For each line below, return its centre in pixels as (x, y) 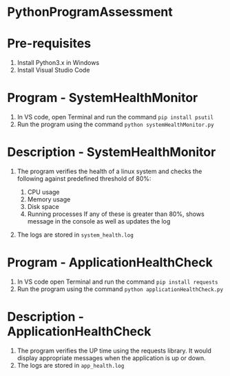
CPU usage (43, 192)
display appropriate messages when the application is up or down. (111, 358)
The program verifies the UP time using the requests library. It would (114, 350)
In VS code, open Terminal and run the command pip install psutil (115, 117)
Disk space (43, 207)
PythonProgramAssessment (90, 12)
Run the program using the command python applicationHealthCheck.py (120, 289)
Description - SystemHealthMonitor (112, 152)
